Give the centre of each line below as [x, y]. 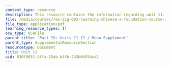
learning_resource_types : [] [36, 29]
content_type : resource [31, 10]
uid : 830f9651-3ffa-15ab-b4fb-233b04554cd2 [52, 57]
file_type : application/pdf [35, 24]
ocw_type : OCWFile [25, 33]
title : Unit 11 [21, 52]
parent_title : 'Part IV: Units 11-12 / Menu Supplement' [67, 38]
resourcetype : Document [31, 47]
